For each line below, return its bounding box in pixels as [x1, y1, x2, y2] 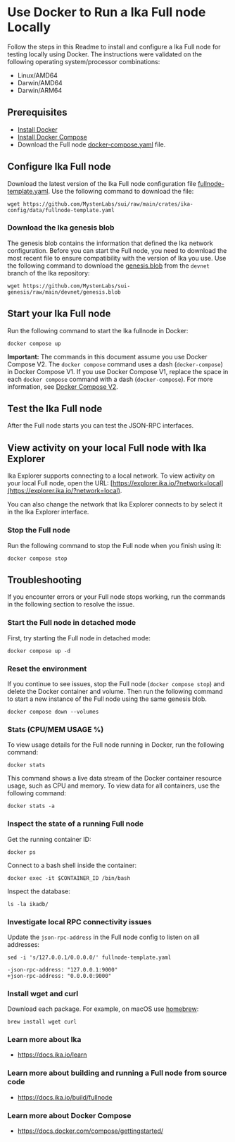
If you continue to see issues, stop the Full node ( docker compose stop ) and [7, 680, 225, 688]
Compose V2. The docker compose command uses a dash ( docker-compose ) [7, 360, 224, 368]
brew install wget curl [7, 1019, 77, 1026]
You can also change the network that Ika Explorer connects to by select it [7, 500, 223, 509]
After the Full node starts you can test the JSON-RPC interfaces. [7, 421, 194, 430]
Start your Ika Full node [7, 308, 111, 320]
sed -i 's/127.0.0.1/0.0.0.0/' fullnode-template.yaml [7, 954, 172, 961]
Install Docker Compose [17, 132, 88, 141]
